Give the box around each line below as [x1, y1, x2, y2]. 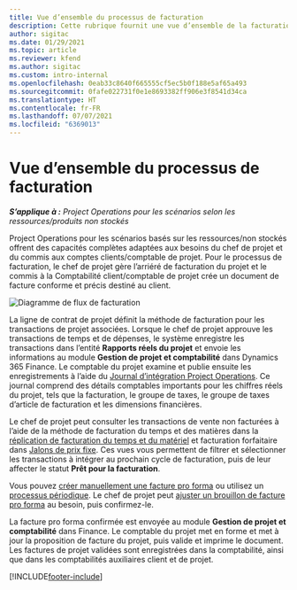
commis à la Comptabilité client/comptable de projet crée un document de [9, 270, 280, 281]
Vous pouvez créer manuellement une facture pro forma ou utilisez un [9, 480, 264, 491]
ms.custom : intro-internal [9, 71, 109, 80]
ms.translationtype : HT [9, 95, 97, 105]
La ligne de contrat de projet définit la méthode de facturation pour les [9, 314, 265, 324]
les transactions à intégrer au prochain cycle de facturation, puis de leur [9, 454, 271, 464]
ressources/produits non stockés [9, 215, 130, 226]
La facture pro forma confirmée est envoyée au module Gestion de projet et [9, 516, 286, 527]
